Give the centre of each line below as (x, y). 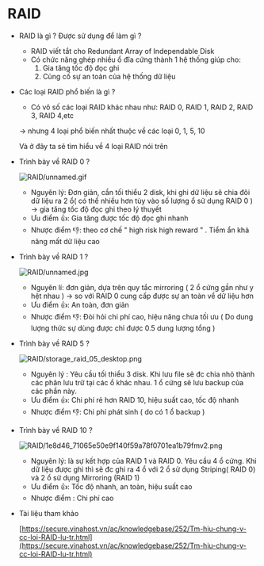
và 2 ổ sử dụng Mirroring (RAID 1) (85, 477)
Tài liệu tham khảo (49, 513)
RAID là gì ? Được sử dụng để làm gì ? (80, 36)
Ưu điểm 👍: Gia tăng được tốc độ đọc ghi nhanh (109, 218)
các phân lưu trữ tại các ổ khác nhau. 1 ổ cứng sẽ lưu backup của (137, 382)
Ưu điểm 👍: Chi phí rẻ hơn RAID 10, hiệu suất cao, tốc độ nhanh (135, 400)
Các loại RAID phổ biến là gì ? (67, 91)
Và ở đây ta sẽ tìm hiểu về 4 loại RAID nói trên (93, 146)
